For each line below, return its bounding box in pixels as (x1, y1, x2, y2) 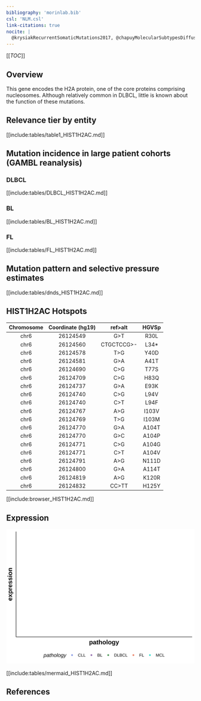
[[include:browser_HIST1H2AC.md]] (6, 495, 95, 502)
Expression (6, 513, 49, 523)
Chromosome (8, 324, 44, 331)
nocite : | (6, 29, 31, 35)
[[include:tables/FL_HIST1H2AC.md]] (6, 246, 97, 254)
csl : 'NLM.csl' (6, 16, 44, 22)
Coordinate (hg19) (48, 324, 96, 331)
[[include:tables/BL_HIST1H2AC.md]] (6, 218, 98, 225)
